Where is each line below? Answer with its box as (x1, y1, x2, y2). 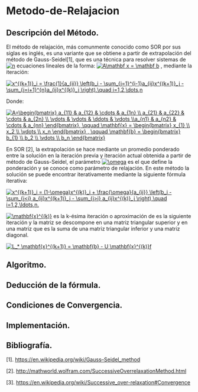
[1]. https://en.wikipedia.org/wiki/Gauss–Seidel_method (6, 356, 141, 363)
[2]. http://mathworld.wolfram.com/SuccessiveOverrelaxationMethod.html (6, 368, 187, 375)
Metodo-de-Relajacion (6, 4, 120, 18)
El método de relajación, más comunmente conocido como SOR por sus (6, 43, 181, 50)
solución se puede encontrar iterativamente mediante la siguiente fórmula (6, 171, 186, 178)
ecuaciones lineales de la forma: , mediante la (17, 62, 192, 69)
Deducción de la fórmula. (6, 280, 101, 290)
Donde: (6, 98, 24, 105)
